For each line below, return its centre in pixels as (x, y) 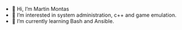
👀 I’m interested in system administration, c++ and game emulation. (94, 15)
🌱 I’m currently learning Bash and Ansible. (63, 21)
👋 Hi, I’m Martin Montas (40, 9)
